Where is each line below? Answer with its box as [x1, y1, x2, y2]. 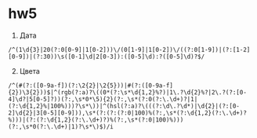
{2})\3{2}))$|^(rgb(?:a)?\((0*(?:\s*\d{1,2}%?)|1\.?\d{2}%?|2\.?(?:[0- [8, 88, 247, 96]
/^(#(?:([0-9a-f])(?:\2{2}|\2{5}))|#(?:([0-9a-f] [8, 82, 174, 89]
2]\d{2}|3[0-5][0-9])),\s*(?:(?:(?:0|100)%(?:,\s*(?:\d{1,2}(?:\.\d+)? [8, 109, 247, 117]
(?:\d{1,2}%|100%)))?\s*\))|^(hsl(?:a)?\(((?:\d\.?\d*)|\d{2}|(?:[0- [8, 102, 241, 110]
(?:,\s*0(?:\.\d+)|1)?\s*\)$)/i [8, 122, 114, 130]
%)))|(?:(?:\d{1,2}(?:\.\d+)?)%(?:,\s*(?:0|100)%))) [8, 115, 184, 124]
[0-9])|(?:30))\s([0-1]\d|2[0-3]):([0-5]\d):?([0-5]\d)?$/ [8, 53, 205, 60]
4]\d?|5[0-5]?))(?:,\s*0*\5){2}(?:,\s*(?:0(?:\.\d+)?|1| [8, 95, 198, 103]
